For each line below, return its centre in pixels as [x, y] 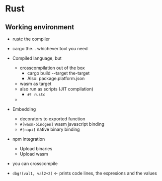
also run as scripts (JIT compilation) [56, 89]
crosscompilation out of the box [52, 68]
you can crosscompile [35, 164]
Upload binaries [36, 149]
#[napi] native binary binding [50, 129]
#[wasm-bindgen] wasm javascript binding [62, 124]
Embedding [24, 109]
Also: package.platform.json [56, 78]
